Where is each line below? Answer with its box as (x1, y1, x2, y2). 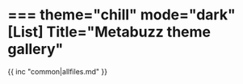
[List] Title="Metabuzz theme (7, 23, 212, 41)
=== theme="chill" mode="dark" (7, 6, 236, 24)
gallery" (7, 40, 64, 58)
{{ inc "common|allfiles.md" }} (7, 66, 108, 76)
